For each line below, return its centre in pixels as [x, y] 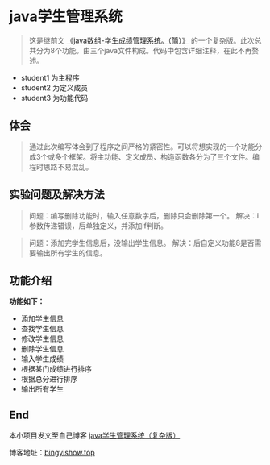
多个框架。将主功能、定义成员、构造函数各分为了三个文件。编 [157, 156]
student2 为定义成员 [54, 87]
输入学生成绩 [42, 359]
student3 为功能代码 [54, 98]
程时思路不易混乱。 [61, 167]
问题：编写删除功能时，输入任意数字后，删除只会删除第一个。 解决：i [144, 215]
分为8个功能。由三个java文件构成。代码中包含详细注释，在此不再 [144, 50]
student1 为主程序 [50, 77]
